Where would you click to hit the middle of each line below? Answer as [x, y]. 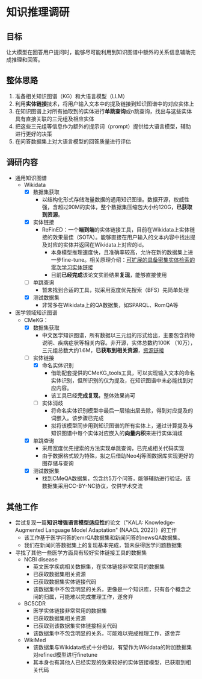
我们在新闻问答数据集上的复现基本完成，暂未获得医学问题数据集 [103, 545]
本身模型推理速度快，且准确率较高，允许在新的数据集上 [119, 252]
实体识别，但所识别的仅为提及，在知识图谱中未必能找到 [119, 381]
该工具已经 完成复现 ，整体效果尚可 [93, 396]
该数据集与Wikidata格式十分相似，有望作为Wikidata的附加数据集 [112, 647]
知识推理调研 [38, 12]
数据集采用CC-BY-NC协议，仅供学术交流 [92, 486]
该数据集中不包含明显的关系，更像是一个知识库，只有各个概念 [109, 589]
